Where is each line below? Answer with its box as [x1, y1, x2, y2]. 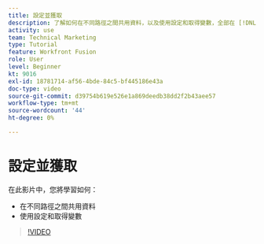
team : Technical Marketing [8, 33, 97, 42]
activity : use [8, 26, 55, 34]
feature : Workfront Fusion [8, 48, 97, 56]
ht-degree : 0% [8, 114, 55, 122]
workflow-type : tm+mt [8, 99, 79, 107]
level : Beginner [8, 63, 61, 71]
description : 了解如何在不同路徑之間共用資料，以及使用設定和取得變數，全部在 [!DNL [8, 19, 257, 27]
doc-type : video [8, 84, 61, 93]
